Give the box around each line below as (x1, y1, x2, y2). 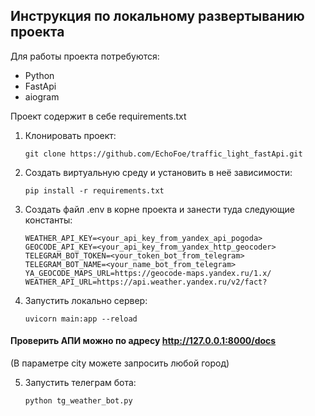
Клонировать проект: (24, 129, 117, 141)
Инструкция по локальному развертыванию (10, 8, 305, 25)
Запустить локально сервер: (24, 294, 148, 306)
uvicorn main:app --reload (24, 314, 138, 324)
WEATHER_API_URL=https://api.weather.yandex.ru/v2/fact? (24, 277, 268, 287)
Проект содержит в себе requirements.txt (10, 110, 187, 122)
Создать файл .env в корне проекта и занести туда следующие (24, 203, 295, 215)
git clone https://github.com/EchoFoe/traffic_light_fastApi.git (24, 149, 303, 159)
